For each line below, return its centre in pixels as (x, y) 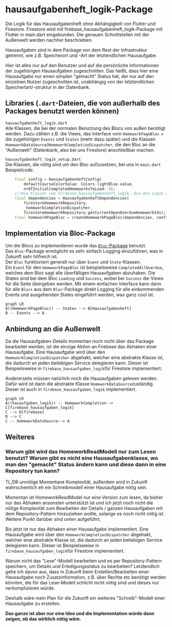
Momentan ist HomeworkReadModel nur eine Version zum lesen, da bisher (84, 497)
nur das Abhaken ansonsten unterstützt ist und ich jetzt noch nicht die (79, 503)
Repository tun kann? (33, 471)
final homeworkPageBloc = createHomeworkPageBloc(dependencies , (84, 217)
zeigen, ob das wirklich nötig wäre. (43, 619)
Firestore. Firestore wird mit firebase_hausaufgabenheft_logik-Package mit (84, 29)
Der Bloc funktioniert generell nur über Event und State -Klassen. (73, 262)
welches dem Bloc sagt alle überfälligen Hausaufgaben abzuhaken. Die (80, 273)
